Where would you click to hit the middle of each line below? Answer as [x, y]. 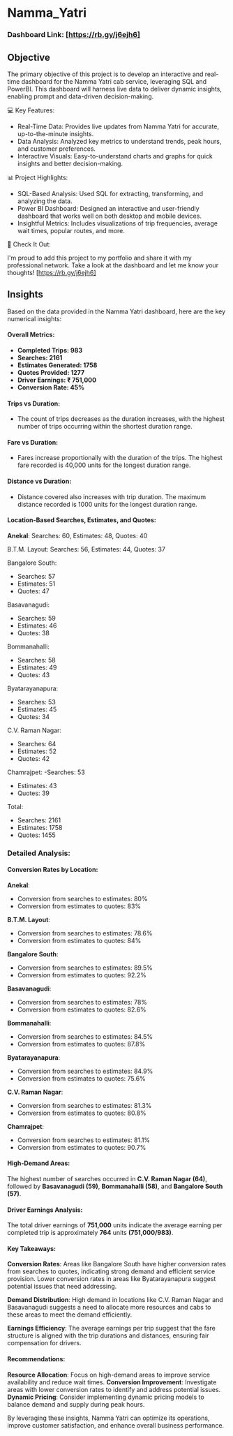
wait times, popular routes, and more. [71, 230]
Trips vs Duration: [34, 404]
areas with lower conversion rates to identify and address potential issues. [114, 1389]
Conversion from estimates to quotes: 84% [79, 940]
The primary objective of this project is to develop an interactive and [105, 74]
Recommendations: [36, 1359]
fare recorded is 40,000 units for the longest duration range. [104, 465]
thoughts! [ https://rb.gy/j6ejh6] [52, 272]
